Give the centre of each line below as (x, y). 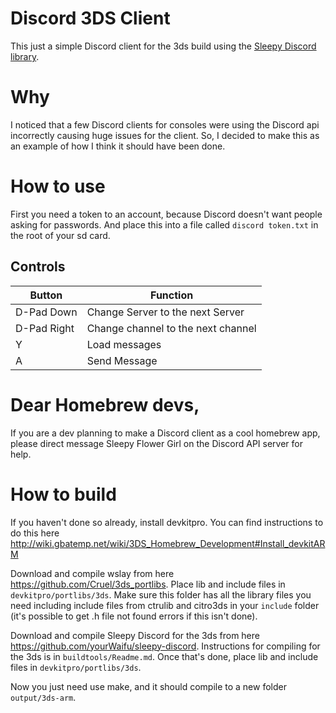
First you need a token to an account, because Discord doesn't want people (166, 214)
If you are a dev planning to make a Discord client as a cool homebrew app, (165, 433)
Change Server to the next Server (165, 312)
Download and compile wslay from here (92, 573)
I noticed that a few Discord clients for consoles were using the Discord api (165, 124)
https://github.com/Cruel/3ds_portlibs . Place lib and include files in (148, 584)
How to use (58, 186)
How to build (63, 494)
